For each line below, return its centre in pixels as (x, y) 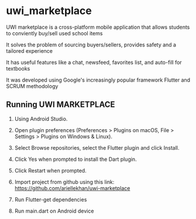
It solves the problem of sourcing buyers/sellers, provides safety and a (91, 45)
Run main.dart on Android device (54, 211)
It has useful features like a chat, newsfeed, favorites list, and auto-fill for (94, 62)
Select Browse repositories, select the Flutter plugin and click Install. (97, 147)
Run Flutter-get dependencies (51, 199)
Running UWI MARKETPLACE (61, 105)
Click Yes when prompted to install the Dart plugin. (75, 159)
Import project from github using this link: (64, 182)
